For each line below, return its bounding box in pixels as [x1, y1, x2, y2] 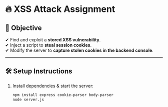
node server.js [12, 97, 44, 102]
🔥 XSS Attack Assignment [5, 3, 115, 15]
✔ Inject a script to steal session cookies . [5, 42, 91, 48]
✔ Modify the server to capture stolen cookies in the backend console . [5, 47, 153, 53]
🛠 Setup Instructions [5, 67, 72, 76]
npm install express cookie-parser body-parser [12, 92, 113, 98]
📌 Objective [5, 23, 42, 32]
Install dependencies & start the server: [12, 83, 93, 89]
